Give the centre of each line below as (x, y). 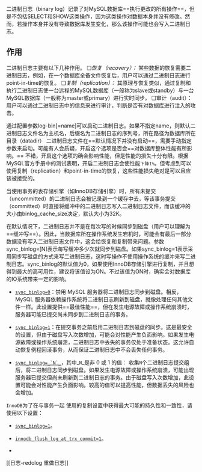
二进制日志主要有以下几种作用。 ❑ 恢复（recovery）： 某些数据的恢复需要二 (99, 67)
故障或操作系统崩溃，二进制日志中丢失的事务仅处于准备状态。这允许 (105, 342)
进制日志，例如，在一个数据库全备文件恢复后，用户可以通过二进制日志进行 (98, 75)
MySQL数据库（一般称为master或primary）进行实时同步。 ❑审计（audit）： (99, 97)
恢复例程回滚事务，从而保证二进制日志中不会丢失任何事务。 (94, 349)
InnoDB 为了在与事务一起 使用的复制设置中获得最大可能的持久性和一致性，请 (99, 405)
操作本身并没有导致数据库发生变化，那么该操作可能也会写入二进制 (103, 24)
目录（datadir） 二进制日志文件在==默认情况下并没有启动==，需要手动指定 (99, 141)
